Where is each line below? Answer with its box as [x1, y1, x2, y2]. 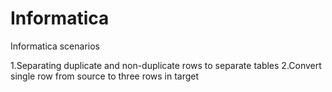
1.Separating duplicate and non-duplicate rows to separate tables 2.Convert [10, 59, 322, 71]
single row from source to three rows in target [10, 70, 200, 82]
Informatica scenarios [10, 40, 100, 52]
